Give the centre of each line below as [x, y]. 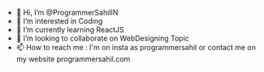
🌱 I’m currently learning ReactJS [70, 30]
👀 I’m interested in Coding [59, 21]
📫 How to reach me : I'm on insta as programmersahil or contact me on [136, 47]
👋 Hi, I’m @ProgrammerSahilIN [67, 13]
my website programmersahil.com [73, 59]
